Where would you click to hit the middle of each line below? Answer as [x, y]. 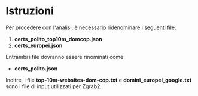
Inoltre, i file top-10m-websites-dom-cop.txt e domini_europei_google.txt [99, 80]
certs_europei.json [38, 45]
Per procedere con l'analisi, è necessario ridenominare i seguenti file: [91, 27]
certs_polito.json [36, 68]
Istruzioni [30, 11]
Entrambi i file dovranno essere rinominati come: [65, 57]
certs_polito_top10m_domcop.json [58, 39]
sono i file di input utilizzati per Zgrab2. [54, 86]
